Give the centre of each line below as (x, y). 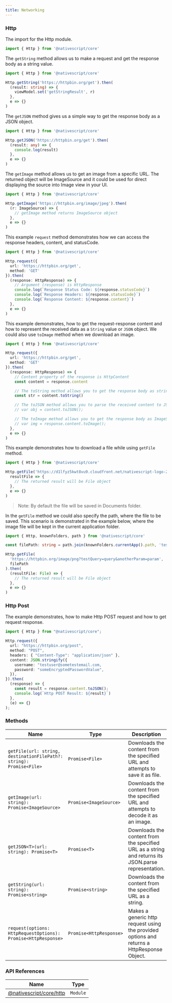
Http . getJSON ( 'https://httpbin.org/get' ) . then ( (57, 140)
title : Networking (25, 10)
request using (144, 923)
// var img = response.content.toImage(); (60, 424)
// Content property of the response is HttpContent (72, 377)
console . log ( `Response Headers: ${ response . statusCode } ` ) (78, 295)
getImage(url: (25, 797)
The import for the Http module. (39, 39)
